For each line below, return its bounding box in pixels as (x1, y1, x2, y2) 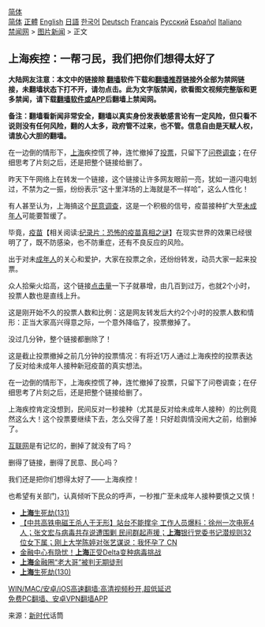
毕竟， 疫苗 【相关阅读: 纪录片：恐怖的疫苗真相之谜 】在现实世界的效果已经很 (8, 227, 252, 237)
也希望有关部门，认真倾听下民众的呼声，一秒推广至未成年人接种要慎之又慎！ (8, 491, 257, 501)
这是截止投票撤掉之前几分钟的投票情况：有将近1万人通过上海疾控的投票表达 (8, 351, 253, 360)
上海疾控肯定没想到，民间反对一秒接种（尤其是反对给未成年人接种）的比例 (8, 404, 250, 414)
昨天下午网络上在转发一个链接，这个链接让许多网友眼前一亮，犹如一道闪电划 (8, 174, 257, 183)
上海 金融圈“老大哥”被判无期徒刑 (19, 557, 124, 566)
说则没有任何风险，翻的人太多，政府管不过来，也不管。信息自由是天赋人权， (8, 121, 257, 130)
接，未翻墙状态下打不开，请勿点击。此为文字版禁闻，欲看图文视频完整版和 (8, 84, 250, 94)
